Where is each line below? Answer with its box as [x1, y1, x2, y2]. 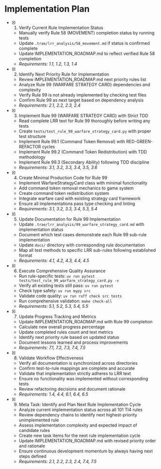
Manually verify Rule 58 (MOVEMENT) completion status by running [18, 30, 155, 36]
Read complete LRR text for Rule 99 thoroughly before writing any [18, 118, 151, 124]
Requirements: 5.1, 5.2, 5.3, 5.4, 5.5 [18, 303, 88, 309]
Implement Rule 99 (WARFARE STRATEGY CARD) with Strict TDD [18, 113, 148, 118]
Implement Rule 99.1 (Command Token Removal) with [18, 138, 126, 144]
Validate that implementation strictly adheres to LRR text [18, 370, 131, 376]
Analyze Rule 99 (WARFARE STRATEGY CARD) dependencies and [18, 81, 150, 87]
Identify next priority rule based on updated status [18, 334, 119, 340]
